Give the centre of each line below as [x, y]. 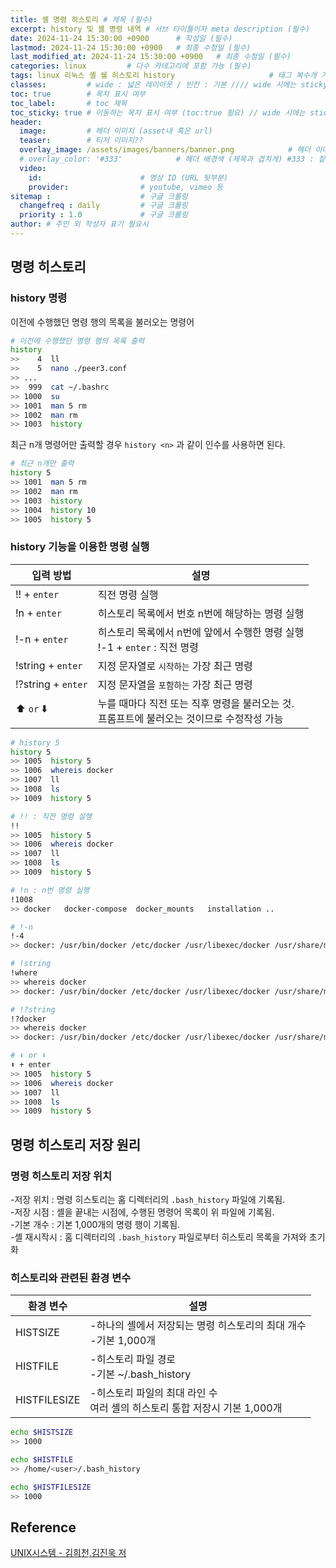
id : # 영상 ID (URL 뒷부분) [128, 177]
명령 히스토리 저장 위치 [61, 1176]
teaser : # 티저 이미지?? [81, 141]
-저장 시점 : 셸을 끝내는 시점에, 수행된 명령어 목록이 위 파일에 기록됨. [142, 1212]
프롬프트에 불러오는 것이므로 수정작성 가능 [190, 718]
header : [26, 122]
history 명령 [39, 298]
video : [33, 168]
